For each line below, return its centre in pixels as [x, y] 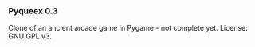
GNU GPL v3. [30, 36]
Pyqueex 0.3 [33, 11]
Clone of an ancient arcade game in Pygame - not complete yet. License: [128, 28]
